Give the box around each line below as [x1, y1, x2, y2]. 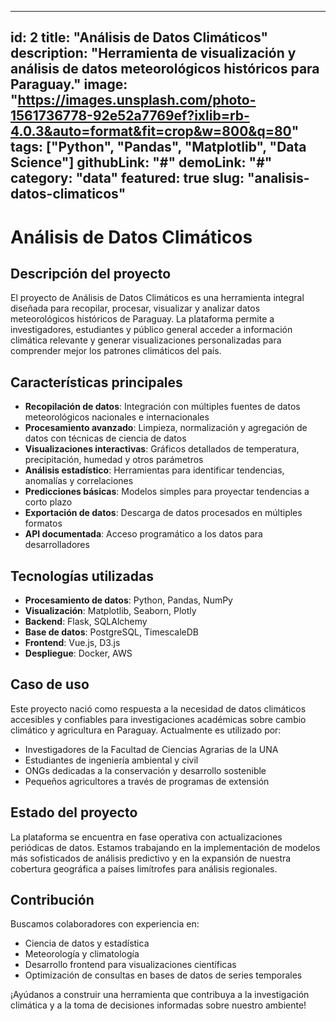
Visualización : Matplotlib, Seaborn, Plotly [24, 605, 197, 617]
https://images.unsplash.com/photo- [17, 92, 257, 109]
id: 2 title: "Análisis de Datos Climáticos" [10, 29, 269, 46]
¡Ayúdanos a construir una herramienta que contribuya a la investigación [10, 989, 310, 1001]
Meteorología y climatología [24, 948, 140, 960]
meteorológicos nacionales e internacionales [24, 411, 210, 423]
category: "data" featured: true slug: [10, 170, 245, 187]
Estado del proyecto [10, 804, 138, 821]
